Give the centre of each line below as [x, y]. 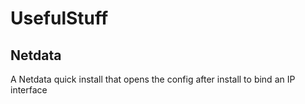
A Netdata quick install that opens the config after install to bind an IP [153, 79]
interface [29, 90]
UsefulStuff [59, 18]
